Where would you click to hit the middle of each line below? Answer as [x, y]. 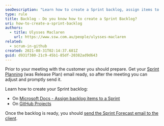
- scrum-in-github [28, 46]
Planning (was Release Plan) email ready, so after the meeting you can [76, 75]
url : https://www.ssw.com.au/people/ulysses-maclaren [70, 37]
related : [14, 42]
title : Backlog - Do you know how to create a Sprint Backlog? [71, 19]
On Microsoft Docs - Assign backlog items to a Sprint [66, 99]
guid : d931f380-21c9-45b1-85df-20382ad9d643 [51, 55]
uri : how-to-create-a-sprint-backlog [44, 23]
